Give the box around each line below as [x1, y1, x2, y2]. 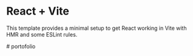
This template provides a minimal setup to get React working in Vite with [6, 24, 187, 32]
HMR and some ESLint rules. [6, 30, 78, 38]
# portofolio [6, 43, 36, 50]
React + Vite [6, 4, 70, 18]
